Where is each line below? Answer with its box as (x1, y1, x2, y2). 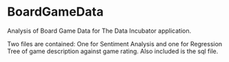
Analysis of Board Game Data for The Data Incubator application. (7, 27, 192, 35)
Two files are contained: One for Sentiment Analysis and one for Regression (7, 40, 223, 48)
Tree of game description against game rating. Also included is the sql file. (7, 47, 219, 55)
